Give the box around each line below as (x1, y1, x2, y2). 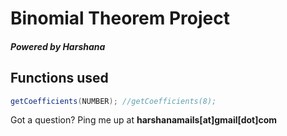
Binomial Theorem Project (10, 7, 230, 30)
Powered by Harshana (10, 40, 106, 52)
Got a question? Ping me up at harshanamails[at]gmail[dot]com (10, 114, 278, 126)
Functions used (10, 70, 109, 87)
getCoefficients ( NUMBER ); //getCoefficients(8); (10, 96, 217, 106)
